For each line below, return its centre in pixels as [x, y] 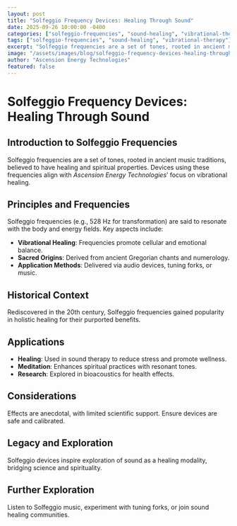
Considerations [42, 396]
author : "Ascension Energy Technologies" [69, 60]
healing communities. [38, 515]
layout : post [26, 14]
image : [17, 54]
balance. [30, 250]
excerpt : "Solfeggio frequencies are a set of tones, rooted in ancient [116, 47]
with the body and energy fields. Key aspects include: [85, 229]
